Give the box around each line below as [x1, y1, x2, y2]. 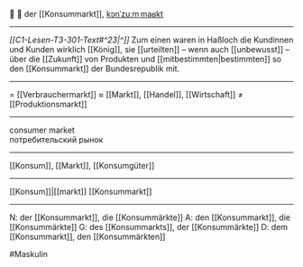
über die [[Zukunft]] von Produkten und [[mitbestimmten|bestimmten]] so [9, 54, 282, 64]
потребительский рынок [9, 134, 104, 144]
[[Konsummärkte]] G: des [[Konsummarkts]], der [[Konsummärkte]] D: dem [9, 222, 289, 232]
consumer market [9, 124, 75, 135]
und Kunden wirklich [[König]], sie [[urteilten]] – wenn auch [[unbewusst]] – [9, 44, 290, 54]
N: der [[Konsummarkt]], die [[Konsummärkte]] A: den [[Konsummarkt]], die [9, 212, 291, 223]
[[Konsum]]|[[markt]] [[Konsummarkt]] [9, 186, 152, 197]
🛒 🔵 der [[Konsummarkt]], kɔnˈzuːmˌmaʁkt [9, 9, 164, 19]
